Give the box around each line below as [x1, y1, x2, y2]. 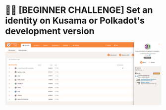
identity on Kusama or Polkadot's [5, 15, 145, 26]
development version [5, 26, 95, 37]
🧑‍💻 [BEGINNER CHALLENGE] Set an [5, 4, 153, 16]
